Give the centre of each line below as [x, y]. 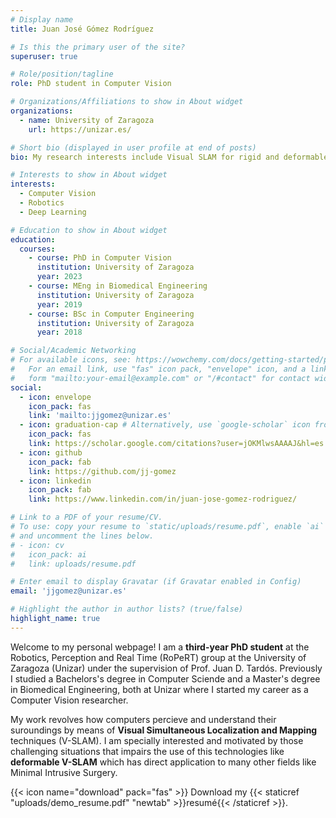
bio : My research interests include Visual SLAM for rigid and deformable [169, 157]
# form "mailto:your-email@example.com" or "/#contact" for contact [160, 378]
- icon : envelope [55, 397]
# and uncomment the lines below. [82, 536]
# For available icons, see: [71, 360]
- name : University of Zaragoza [87, 120]
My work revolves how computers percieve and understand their [143, 719]
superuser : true [44, 56]
